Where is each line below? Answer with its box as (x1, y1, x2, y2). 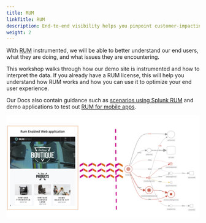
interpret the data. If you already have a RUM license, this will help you (6, 72, 185, 79)
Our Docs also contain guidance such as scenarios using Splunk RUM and (6, 97, 194, 104)
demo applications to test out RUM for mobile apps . (6, 103, 137, 110)
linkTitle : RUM (6, 16, 45, 23)
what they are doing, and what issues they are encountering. (6, 53, 159, 61)
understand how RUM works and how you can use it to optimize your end (6, 78, 192, 86)
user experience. (6, 85, 49, 92)
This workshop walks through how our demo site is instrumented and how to (6, 65, 200, 73)
